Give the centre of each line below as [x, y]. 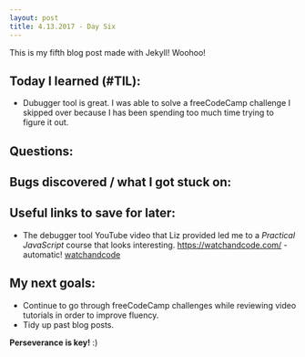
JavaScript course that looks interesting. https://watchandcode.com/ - [155, 245]
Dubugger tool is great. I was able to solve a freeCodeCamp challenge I [157, 103]
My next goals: [52, 283]
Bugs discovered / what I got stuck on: [121, 182]
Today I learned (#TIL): [75, 81]
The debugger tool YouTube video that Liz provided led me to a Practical [159, 235]
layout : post [34, 18]
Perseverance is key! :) [54, 342]
